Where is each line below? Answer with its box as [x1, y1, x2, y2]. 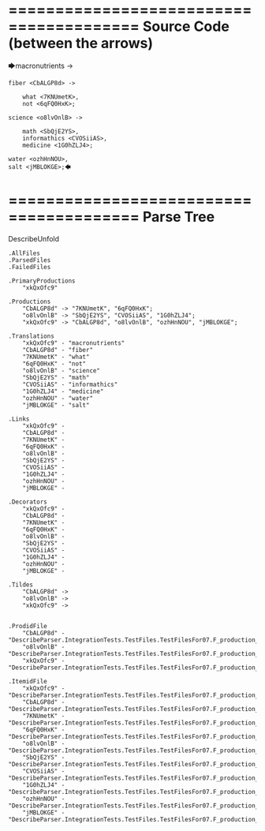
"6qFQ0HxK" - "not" [22, 360, 87, 368]
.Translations [8, 332, 55, 340]
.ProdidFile [8, 622, 47, 630]
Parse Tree [142, 208, 215, 226]
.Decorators [8, 498, 47, 506]
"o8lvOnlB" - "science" [22, 366, 101, 375]
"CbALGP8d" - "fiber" [22, 346, 93, 354]
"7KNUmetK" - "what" [22, 353, 90, 361]
